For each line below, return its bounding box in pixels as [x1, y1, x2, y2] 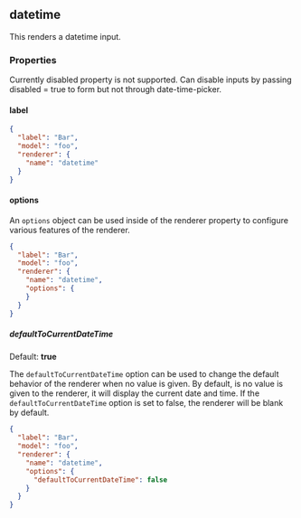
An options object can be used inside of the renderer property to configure [9, 214, 289, 225]
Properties [9, 53, 57, 66]
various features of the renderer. [9, 224, 131, 235]
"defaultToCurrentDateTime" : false [33, 475, 168, 485]
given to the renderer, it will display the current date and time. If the [9, 388, 260, 399]
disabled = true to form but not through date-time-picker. [9, 84, 222, 95]
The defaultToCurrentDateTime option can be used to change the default [9, 369, 279, 380]
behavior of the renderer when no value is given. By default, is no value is [9, 379, 283, 390]
